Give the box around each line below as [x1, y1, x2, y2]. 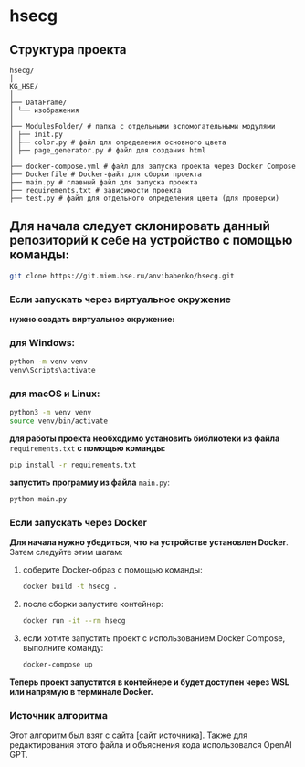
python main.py [9, 494, 68, 503]
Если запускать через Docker [9, 516, 148, 529]
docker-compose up [22, 659, 93, 669]
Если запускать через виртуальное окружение [9, 293, 231, 306]
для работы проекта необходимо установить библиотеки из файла [9, 433, 280, 444]
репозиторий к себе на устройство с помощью [9, 233, 293, 248]
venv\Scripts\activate [9, 366, 96, 375]
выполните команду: [22, 642, 104, 653]
